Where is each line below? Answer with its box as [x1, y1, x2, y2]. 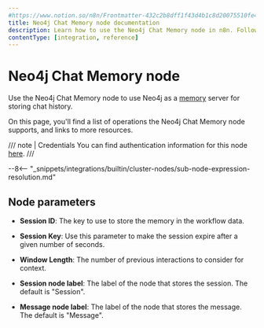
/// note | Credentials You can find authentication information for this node [8, 141, 247, 150]
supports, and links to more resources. [8, 125, 134, 135]
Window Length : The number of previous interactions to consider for [19, 255, 244, 264]
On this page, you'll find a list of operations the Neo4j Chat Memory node [8, 117, 246, 127]
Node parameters [8, 195, 96, 208]
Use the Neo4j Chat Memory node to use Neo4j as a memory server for [8, 94, 240, 103]
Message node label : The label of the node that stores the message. [19, 302, 242, 311]
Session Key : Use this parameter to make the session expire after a [19, 231, 238, 241]
